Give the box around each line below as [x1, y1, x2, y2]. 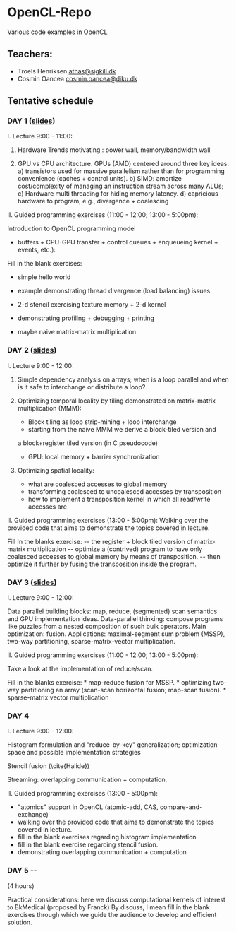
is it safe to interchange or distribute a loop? [17, 382, 146, 391]
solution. [7, 918, 33, 926]
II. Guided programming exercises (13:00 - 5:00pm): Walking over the [7, 516, 209, 524]
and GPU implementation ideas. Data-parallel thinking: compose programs [7, 615, 223, 623]
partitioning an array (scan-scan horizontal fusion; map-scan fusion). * [20, 686, 227, 695]
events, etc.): [17, 245, 56, 254]
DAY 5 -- [7, 866, 37, 875]
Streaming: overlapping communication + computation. [7, 775, 168, 784]
